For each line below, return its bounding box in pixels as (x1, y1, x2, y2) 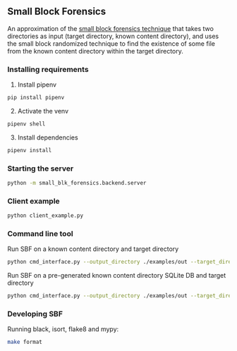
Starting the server (7, 164, 74, 173)
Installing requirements (7, 64, 90, 74)
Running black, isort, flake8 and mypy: (7, 325, 119, 333)
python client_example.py (7, 212, 83, 219)
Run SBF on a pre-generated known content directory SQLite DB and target (7, 271, 226, 280)
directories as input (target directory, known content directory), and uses (7, 32, 219, 40)
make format (7, 338, 42, 346)
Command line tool (7, 229, 73, 238)
